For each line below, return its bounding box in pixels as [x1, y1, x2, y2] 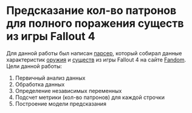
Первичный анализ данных [15, 74, 86, 81]
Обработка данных [15, 80, 65, 88]
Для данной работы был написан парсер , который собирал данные [6, 49, 182, 56]
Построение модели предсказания [15, 100, 106, 107]
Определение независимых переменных [15, 87, 122, 94]
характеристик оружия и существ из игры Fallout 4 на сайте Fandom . [6, 56, 187, 63]
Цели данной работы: [6, 62, 63, 70]
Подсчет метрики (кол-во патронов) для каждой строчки [15, 94, 165, 101]
